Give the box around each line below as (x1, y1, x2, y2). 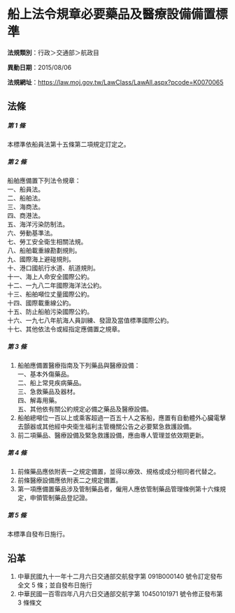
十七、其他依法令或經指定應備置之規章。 (7, 325, 124, 333)
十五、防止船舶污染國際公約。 (7, 308, 93, 316)
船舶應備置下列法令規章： (7, 176, 81, 185)
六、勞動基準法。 (7, 229, 57, 238)
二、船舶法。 (7, 194, 44, 203)
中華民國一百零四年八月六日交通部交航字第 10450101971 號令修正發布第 (17, 589, 223, 598)
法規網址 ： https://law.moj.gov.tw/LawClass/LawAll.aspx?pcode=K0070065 (7, 78, 224, 86)
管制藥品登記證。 (41, 493, 92, 502)
